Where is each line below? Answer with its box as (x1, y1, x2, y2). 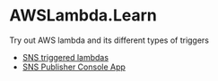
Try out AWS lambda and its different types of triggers (9, 35, 209, 45)
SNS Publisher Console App (22, 61, 126, 72)
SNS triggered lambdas (22, 52, 109, 62)
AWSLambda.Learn (9, 5, 157, 26)
